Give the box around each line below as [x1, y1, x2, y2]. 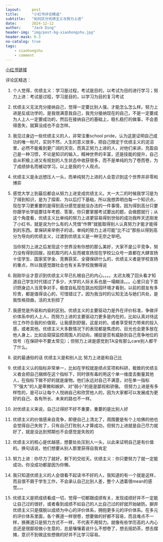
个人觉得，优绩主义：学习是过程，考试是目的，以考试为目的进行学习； [12, 88, 154, 94]
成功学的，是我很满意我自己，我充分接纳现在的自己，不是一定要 [25, 110, 154, 116]
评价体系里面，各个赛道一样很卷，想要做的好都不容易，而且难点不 [17, 513, 150, 519]
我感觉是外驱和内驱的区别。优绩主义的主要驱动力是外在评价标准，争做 [12, 307, 154, 314]
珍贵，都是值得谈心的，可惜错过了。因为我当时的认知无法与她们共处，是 [12, 291, 158, 297]
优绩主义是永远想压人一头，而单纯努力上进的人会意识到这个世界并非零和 [12, 174, 158, 180]
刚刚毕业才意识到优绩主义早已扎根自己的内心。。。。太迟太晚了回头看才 [12, 272, 152, 278]
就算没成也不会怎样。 [29, 123, 73, 128]
